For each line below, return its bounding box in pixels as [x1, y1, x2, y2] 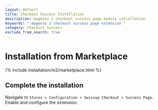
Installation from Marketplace [5, 51, 128, 62]
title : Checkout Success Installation [5, 12, 84, 17]
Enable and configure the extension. [5, 99, 78, 105]
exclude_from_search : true [5, 30, 60, 35]
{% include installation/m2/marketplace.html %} [5, 67, 102, 73]
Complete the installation [5, 81, 84, 89]
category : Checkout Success [5, 25, 63, 30]
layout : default [5, 7, 38, 12]
